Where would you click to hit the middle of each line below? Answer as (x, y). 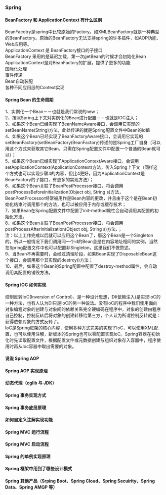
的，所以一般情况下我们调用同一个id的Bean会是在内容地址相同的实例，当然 (82, 242)
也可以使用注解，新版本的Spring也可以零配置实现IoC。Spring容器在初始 (87, 334)
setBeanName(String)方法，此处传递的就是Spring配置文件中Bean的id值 (78, 130)
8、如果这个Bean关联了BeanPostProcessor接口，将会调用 (64, 223)
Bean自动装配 (19, 81)
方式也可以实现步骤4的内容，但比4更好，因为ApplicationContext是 (77, 173)
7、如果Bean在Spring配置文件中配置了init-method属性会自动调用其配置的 (80, 211)
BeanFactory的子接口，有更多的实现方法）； (49, 180)
